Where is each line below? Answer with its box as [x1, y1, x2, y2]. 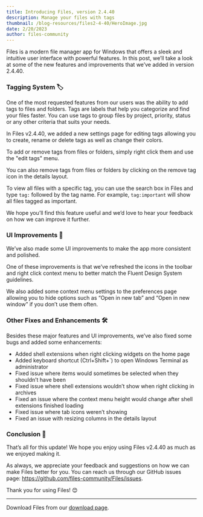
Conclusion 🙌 [6, 430, 47, 438]
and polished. [6, 251, 40, 258]
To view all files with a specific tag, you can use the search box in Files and [6, 184, 193, 192]
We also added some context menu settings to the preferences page [6, 288, 177, 295]
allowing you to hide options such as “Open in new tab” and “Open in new [6, 294, 190, 301]
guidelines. [6, 275, 34, 283]
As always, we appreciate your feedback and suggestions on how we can [6, 462, 190, 469]
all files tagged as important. [6, 198, 77, 205]
